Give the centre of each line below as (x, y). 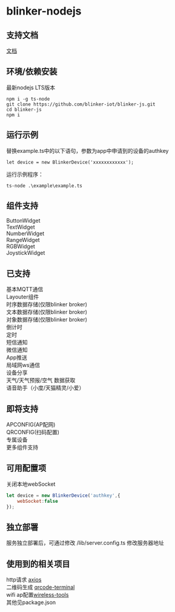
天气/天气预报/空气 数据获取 (41, 380)
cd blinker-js (24, 109)
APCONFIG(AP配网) (31, 425)
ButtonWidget (23, 221)
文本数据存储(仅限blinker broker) (47, 312)
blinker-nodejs (44, 11)
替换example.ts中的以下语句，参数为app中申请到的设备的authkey (87, 150)
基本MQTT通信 (25, 289)
